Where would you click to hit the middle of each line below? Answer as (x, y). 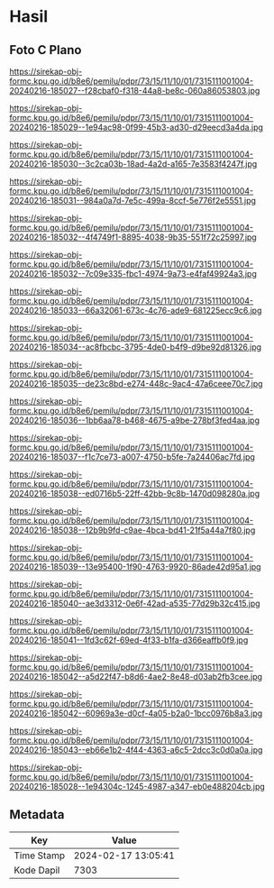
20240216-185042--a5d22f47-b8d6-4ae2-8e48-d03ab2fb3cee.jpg (136, 677)
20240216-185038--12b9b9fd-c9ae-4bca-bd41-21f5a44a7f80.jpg (132, 530)
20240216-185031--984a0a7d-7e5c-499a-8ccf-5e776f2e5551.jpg (133, 201)
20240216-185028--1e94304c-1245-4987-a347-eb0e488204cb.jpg (137, 787)
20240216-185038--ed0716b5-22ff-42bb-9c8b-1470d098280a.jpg (134, 494)
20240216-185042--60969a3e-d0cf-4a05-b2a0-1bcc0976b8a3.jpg (136, 713)
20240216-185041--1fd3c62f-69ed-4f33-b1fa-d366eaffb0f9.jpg (129, 640)
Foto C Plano (46, 50)
